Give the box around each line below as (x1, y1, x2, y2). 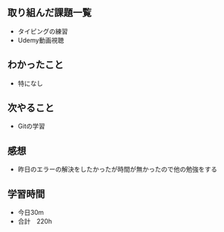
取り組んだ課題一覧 (7, 6, 92, 19)
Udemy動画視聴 (17, 36, 64, 44)
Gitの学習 (17, 122, 46, 130)
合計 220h (17, 217, 52, 226)
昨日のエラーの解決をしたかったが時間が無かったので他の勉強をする (17, 165, 218, 174)
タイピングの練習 (17, 27, 68, 36)
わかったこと (7, 59, 64, 71)
